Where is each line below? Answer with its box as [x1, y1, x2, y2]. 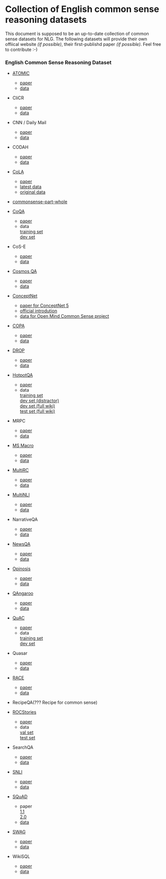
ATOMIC [12, 70, 30, 76]
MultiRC [12, 467, 29, 473]
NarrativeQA [12, 516, 38, 522]
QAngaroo [12, 590, 34, 597]
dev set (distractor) [19, 398, 60, 404]
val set [19, 729, 34, 735]
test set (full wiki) [19, 408, 56, 415]
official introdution [19, 308, 57, 314]
